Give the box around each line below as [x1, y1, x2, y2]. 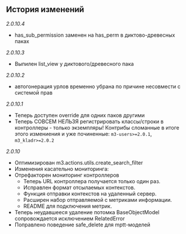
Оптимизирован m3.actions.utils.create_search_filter [14, 159, 143, 166]
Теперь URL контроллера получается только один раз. [23, 177, 161, 184]
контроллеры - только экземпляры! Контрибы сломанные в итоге [14, 124, 180, 131]
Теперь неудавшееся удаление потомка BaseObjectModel [14, 208, 160, 215]
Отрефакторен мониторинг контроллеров [14, 172, 120, 179]
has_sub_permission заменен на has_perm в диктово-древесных [14, 32, 175, 39]
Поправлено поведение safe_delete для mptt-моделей [14, 221, 151, 228]
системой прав [14, 89, 53, 96]
